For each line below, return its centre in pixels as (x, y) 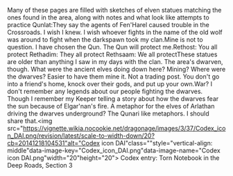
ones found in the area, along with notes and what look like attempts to (108, 17)
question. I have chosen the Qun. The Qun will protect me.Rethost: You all (112, 47)
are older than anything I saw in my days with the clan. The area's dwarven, (115, 62)
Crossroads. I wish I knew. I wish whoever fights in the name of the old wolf (115, 32)
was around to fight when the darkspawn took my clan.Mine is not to (105, 40)
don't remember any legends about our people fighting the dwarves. (105, 91)
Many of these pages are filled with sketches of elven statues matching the (114, 10)
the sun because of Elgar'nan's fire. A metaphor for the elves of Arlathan (111, 106)
